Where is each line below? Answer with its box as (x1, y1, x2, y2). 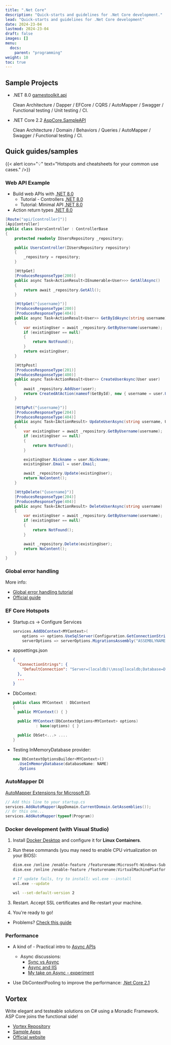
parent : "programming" (14, 50, 63, 55)
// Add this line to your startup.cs (5, 799, 85, 804)
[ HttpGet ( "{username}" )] (14, 301, 67, 306)
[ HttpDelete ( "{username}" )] (14, 489, 74, 494)
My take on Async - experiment (27, 970, 94, 976)
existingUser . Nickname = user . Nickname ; (23, 457, 110, 462)
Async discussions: (20, 954, 61, 960)
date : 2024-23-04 (5, 21, 42, 27)
